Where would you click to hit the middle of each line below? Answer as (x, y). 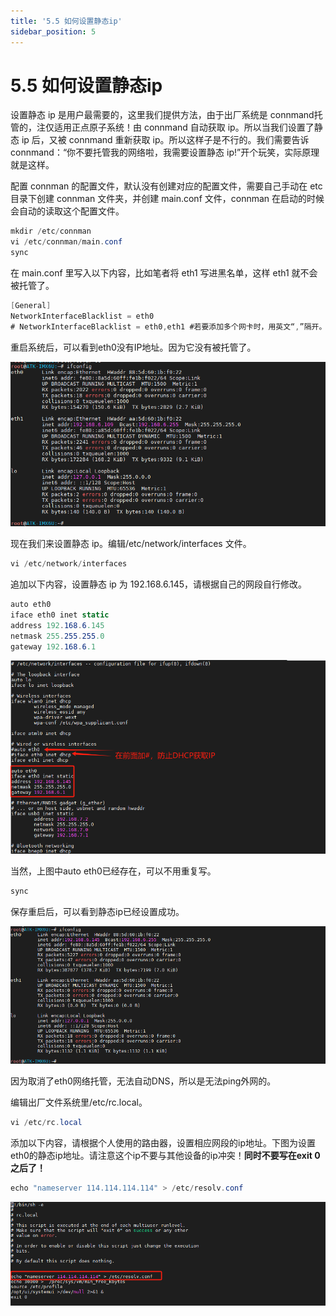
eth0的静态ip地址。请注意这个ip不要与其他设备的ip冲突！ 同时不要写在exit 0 (165, 1155)
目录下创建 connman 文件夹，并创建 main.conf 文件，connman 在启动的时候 (167, 199)
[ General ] (31, 306)
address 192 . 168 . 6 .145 (57, 625)
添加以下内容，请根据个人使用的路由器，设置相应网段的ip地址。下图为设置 (163, 1142)
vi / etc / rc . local (46, 1122)
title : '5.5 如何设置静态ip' (66, 21)
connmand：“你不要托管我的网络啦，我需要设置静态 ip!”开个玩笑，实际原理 (165, 152)
